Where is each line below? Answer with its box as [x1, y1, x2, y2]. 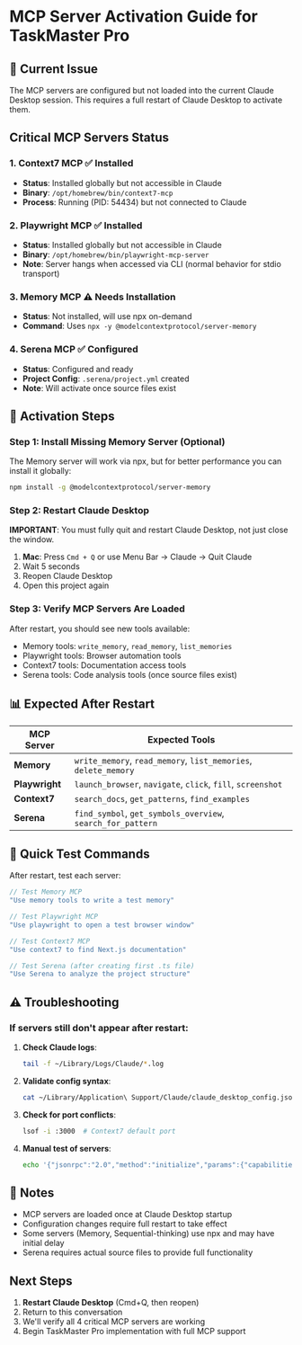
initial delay [22, 1238, 65, 1249]
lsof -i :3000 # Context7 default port [22, 1127, 176, 1136]
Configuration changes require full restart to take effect [22, 1218, 227, 1229]
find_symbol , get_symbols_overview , [74, 806, 225, 819]
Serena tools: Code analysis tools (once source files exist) [22, 669, 238, 680]
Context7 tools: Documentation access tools [22, 659, 187, 671]
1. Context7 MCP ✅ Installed [9, 157, 134, 170]
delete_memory [74, 765, 135, 775]
